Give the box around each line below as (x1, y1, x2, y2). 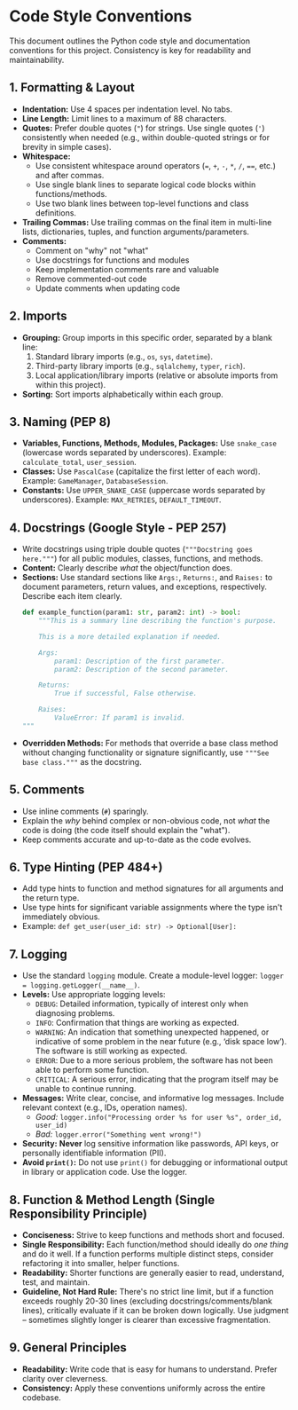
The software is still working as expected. (35, 1045, 188, 1057)
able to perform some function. (35, 1065, 149, 1075)
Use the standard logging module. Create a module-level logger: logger (21, 970, 284, 981)
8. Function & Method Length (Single (9, 1192, 216, 1208)
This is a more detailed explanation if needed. (38, 632, 222, 641)
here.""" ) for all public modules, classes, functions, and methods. (21, 553, 263, 564)
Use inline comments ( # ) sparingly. (21, 806, 149, 816)
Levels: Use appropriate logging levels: (21, 989, 166, 1000)
